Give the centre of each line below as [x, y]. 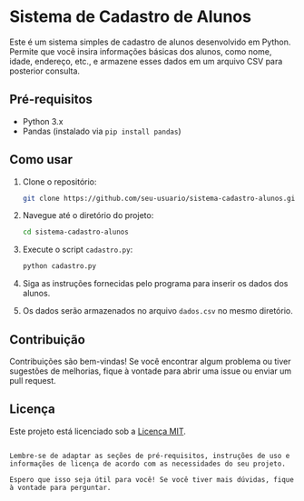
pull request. [33, 381]
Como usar [41, 160]
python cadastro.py [59, 266]
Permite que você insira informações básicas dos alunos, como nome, [141, 51]
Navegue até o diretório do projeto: [88, 215]
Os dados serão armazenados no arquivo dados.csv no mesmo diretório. [157, 311]
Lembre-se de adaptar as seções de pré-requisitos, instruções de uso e [150, 456]
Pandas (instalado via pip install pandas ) [102, 131]
